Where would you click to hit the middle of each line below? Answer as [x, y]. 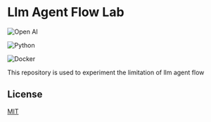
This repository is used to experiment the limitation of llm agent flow [106, 72]
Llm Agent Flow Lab [66, 12]
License [25, 94]
